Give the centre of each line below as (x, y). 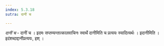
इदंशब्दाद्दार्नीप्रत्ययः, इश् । (25, 38)
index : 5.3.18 (20, 10)
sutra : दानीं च (18, 14)
